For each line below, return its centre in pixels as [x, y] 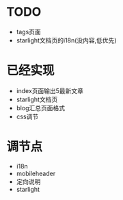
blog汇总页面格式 [41, 108]
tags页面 [29, 32]
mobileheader [36, 173]
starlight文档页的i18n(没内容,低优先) [66, 40]
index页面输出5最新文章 [50, 90]
